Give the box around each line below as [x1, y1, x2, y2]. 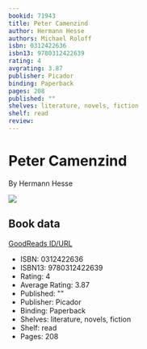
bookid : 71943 [8, 11, 57, 20]
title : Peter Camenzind [8, 19, 89, 27]
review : [8, 117, 35, 125]
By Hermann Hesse [8, 179, 73, 188]
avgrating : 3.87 [8, 65, 63, 73]
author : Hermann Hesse [8, 27, 85, 35]
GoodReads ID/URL [8, 238, 73, 248]
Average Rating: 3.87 [19, 280, 90, 289]
